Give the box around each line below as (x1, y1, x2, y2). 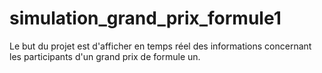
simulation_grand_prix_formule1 (9, 7, 282, 30)
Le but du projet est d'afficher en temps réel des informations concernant (9, 40, 312, 52)
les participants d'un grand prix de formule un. (9, 50, 201, 62)
